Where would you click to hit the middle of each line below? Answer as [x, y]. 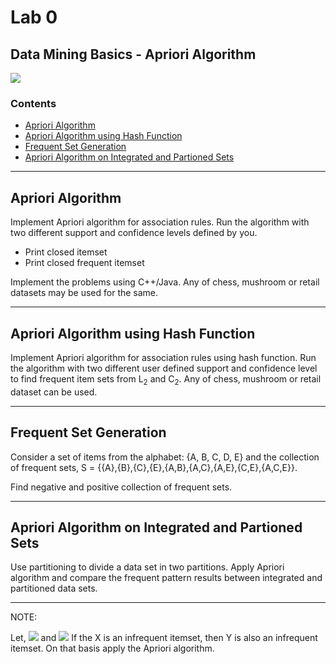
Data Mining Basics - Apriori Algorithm [133, 54]
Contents [33, 103]
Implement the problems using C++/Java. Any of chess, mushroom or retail [165, 282]
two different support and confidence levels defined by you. [134, 233]
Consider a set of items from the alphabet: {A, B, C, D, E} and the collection [165, 457]
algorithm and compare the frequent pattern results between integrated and [166, 578]
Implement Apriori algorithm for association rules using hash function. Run [163, 357]
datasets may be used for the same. [84, 293]
